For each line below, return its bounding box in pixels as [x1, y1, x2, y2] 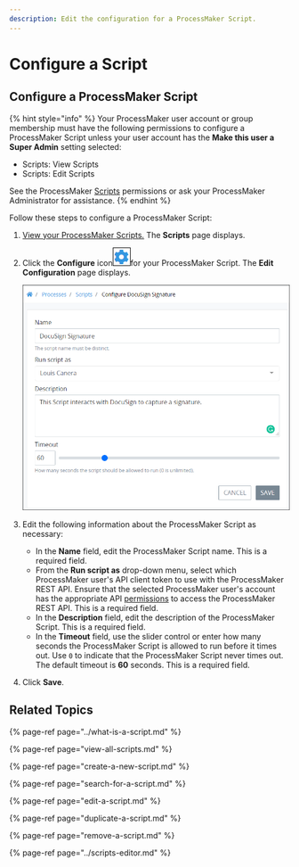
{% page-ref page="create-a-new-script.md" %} [9, 761, 190, 772]
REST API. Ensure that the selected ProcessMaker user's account [35, 583, 276, 594]
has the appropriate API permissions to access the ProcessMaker [35, 593, 276, 604]
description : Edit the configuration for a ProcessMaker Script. [9, 14, 256, 23]
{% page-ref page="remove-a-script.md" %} [9, 830, 175, 840]
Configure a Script [9, 54, 149, 74]
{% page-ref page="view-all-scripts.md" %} [9, 743, 173, 754]
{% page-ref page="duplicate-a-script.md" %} [9, 813, 182, 823]
